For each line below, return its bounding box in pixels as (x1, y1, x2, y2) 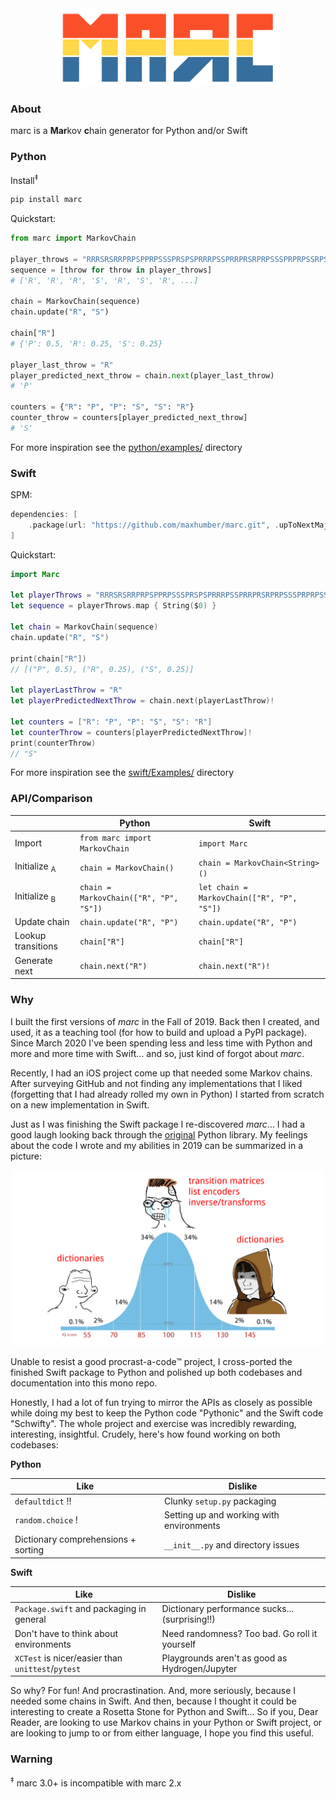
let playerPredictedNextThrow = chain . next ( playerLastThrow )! (10, 696, 275, 706)
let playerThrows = (10, 590, 92, 601)
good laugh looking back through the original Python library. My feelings (10, 1128, 308, 1141)
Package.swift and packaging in (14, 1603, 147, 1615)
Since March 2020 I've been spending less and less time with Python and (10, 1037, 313, 1049)
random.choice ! (14, 1514, 78, 1526)
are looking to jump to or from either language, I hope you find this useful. (10, 1727, 315, 1739)
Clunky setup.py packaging (163, 1495, 277, 1507)
